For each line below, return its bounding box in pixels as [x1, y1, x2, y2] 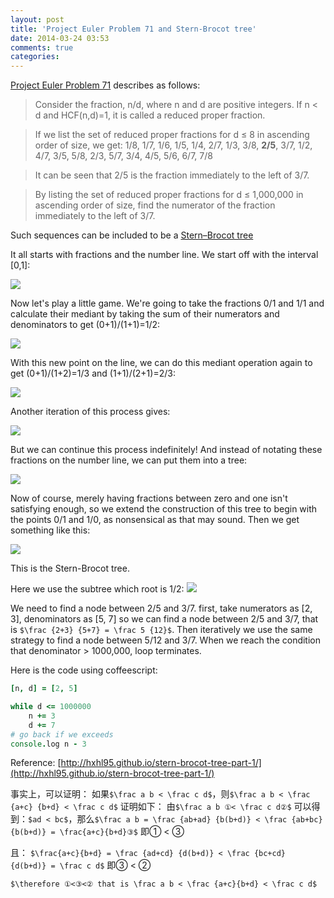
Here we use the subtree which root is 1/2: [10, 583, 185, 595]
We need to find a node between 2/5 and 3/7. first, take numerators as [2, [10, 602, 313, 615]
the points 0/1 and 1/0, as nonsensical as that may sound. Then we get [10, 514, 300, 526]
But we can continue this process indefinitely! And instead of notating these [10, 444, 323, 456]
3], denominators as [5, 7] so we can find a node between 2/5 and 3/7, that [10, 613, 319, 625]
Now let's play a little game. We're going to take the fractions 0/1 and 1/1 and [10, 297, 325, 310]
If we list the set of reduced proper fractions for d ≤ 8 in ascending [34, 129, 310, 141]
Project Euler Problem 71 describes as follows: [10, 79, 201, 91]
